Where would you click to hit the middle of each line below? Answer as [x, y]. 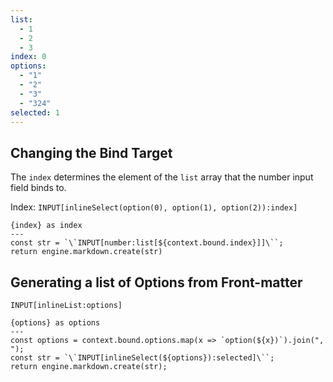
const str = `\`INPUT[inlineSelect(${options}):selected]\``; [142, 358]
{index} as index [46, 226]
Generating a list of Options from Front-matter [156, 282]
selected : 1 [35, 112]
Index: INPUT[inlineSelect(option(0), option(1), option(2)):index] [154, 207]
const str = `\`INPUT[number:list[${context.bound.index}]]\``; [147, 243]
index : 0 [28, 57]
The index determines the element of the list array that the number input [162, 177]
